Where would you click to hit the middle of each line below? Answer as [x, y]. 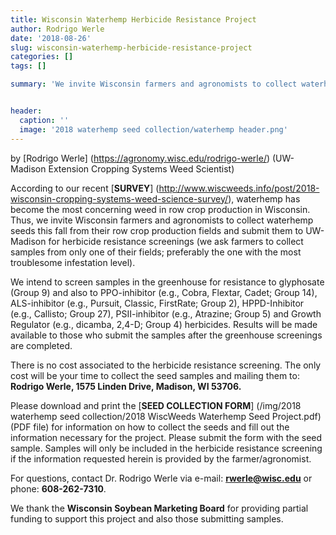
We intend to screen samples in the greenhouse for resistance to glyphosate [167, 282]
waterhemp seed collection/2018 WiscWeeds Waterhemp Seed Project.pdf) [166, 416]
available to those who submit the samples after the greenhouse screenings [166, 335]
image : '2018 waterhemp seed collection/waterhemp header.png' [153, 129]
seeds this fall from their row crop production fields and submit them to [157, 230]
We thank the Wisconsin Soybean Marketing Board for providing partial [159, 508]
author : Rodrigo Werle [57, 29]
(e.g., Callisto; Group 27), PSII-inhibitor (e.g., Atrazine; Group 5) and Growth [166, 313]
